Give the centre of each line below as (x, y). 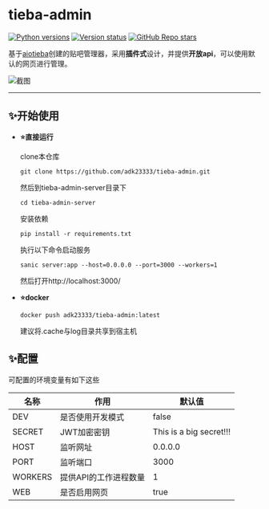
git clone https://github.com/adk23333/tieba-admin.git (115, 171)
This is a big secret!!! (191, 431)
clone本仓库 (40, 156)
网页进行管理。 (47, 63)
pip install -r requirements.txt (76, 234)
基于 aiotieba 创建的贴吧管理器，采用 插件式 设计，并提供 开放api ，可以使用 (128, 53)
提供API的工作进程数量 (102, 477)
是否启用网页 (84, 492)
